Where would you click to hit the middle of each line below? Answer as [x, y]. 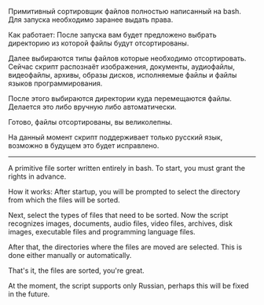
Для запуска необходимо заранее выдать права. [91, 20]
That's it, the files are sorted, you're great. [77, 271]
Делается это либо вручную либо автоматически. [92, 107]
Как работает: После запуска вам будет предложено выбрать [112, 35]
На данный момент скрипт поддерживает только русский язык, [115, 137]
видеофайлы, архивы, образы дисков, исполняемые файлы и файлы [123, 75]
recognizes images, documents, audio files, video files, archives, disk [121, 223]
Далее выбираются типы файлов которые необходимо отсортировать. [127, 58]
